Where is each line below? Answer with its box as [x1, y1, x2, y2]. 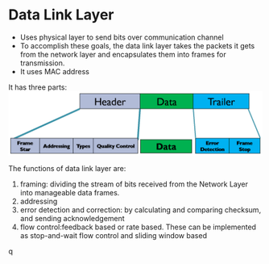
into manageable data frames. [19, 187, 120, 197]
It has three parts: [8, 82, 68, 92]
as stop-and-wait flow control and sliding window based [19, 230, 208, 240]
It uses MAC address [19, 66, 90, 76]
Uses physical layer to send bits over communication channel [19, 32, 224, 42]
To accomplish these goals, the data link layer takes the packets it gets [19, 40, 255, 50]
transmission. [19, 58, 65, 68]
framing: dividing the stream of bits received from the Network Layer [19, 179, 248, 189]
